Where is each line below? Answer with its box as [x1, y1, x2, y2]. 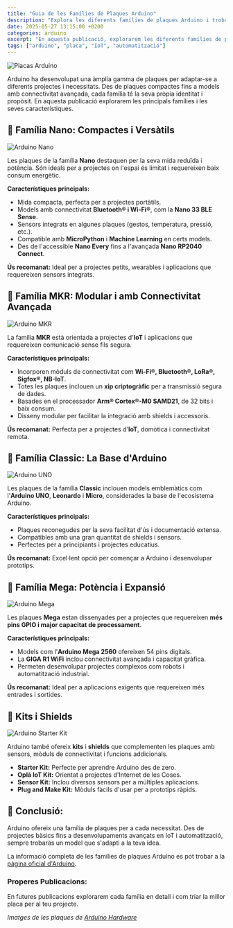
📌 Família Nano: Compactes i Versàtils [7, 124, 175, 136]
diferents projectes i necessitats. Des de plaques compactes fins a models [7, 83, 220, 90]
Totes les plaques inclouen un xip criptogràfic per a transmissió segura [17, 382, 222, 390]
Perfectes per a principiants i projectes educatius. [17, 540, 160, 549]
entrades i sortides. [7, 691, 62, 699]
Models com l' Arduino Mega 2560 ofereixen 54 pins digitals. [17, 648, 192, 656]
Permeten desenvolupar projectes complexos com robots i [17, 662, 185, 671]
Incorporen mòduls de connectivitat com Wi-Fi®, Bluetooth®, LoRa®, [17, 367, 215, 375]
